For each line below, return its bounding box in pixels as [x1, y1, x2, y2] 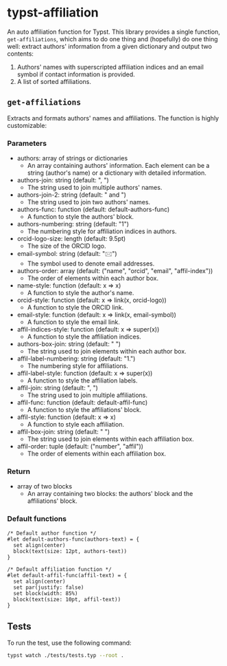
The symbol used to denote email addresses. [27, 259, 155, 268]
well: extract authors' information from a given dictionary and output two [7, 42, 213, 50]
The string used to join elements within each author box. [27, 347, 187, 356]
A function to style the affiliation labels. [27, 376, 138, 385]
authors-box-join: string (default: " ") [16, 340, 121, 348]
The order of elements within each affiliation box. [27, 449, 167, 458]
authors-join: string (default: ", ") [16, 176, 110, 184]
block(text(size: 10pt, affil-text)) [13, 596, 121, 603]
